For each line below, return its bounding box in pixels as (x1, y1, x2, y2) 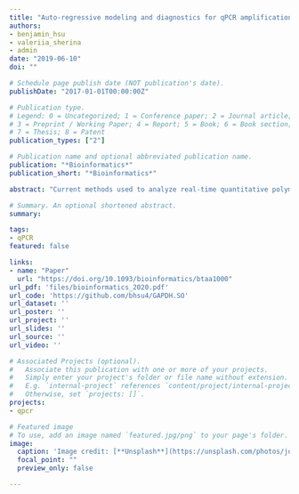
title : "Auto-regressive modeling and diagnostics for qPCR (9, 12, 238, 22)
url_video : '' (9, 340, 62, 350)
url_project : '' (9, 316, 69, 325)
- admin (9, 46, 38, 55)
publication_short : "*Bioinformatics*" (9, 168, 158, 178)
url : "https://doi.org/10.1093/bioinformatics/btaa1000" (17, 274, 233, 283)
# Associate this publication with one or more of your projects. (9, 365, 269, 374)
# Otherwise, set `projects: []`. (9, 390, 145, 399)
